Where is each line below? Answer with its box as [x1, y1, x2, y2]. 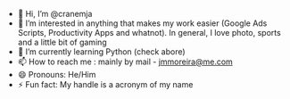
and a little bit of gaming [17, 37, 107, 47]
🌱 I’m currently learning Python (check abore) [17, 46, 186, 57]
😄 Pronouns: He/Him [17, 70, 96, 79]
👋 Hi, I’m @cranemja [17, 9, 93, 19]
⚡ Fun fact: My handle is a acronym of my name [17, 79, 194, 89]
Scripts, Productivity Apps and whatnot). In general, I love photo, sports [17, 28, 281, 37]
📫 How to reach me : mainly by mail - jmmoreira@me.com [17, 56, 234, 67]
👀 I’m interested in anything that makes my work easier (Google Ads [17, 18, 268, 29]
